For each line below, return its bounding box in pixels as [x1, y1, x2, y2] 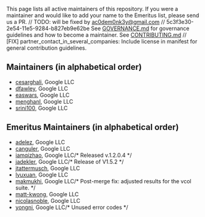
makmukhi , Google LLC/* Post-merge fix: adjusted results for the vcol [15, 177, 191, 185]
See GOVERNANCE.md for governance [91, 25, 190, 32]
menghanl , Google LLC [15, 97, 74, 105]
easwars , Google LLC [15, 91, 70, 99]
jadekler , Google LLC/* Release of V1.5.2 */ [15, 158, 124, 165]
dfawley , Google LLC [15, 85, 69, 92]
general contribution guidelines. [6, 44, 87, 51]
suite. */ [15, 184, 36, 191]
